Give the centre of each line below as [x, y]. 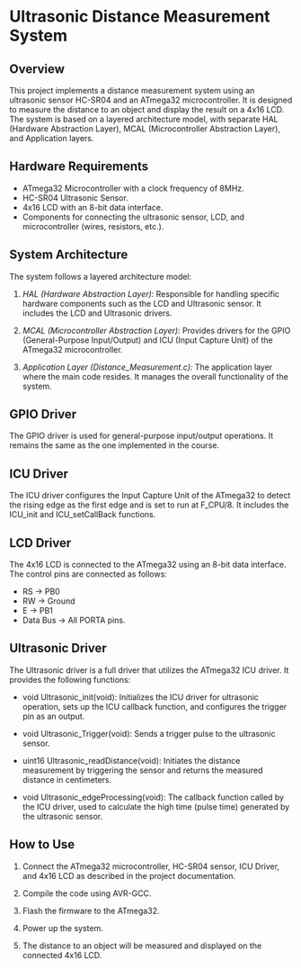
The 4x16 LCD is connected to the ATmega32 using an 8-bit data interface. [148, 565]
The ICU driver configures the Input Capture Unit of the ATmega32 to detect [150, 496]
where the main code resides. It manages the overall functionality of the [155, 376]
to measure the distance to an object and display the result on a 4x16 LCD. [147, 109]
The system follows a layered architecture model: [101, 276]
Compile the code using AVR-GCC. [87, 893]
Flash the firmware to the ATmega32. [91, 910]
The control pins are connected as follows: [89, 574]
